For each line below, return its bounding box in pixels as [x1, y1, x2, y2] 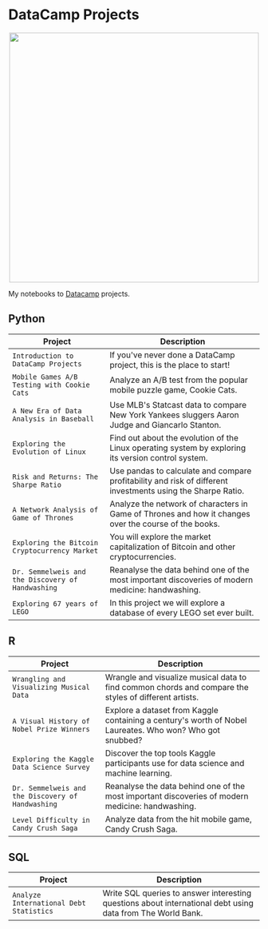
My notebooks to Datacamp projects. [8, 289, 130, 298]
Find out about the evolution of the [109, 432, 239, 443]
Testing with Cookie [12, 380, 90, 389]
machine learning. [104, 768, 173, 779]
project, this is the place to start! [109, 359, 230, 370]
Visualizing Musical [12, 682, 90, 692]
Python [8, 312, 45, 325]
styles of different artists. [104, 692, 199, 703]
